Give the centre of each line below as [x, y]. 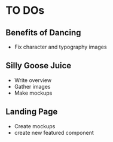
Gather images [32, 86]
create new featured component [54, 132]
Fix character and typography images [60, 47]
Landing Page [32, 112]
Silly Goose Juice [39, 66]
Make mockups [33, 93]
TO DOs [25, 10]
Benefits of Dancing [43, 33]
